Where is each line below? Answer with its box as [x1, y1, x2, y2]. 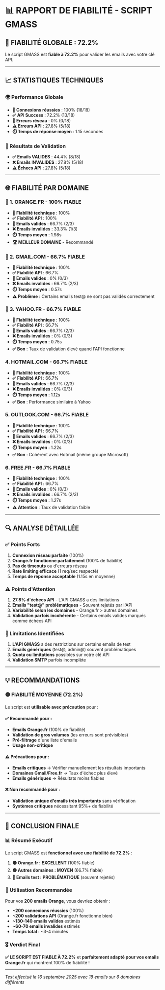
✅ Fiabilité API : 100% [12, 215, 57, 221]
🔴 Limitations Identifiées [5, 630, 64, 637]
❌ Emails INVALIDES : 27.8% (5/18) [12, 159, 83, 165]
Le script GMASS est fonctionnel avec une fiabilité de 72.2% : [5, 850, 133, 856]
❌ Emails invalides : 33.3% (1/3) [12, 226, 78, 232]
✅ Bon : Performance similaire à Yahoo [12, 399, 91, 404]
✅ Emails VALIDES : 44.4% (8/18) [12, 153, 81, 159]
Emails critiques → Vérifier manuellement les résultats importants [12, 765, 146, 770]
